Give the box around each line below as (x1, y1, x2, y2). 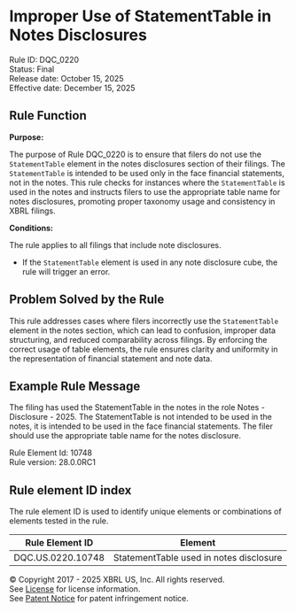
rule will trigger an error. (21, 266, 111, 276)
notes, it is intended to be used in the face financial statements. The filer (9, 421, 273, 431)
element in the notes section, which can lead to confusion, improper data (9, 325, 277, 336)
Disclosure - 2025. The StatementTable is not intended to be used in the (9, 412, 273, 422)
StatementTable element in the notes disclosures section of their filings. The (9, 158, 285, 169)
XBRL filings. (9, 205, 56, 216)
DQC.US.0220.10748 (13, 552, 105, 564)
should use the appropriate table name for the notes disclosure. (9, 430, 242, 441)
